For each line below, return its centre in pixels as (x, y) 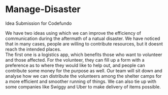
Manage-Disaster (43, 9)
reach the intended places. (33, 49)
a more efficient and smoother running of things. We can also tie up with (81, 81)
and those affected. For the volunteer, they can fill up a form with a (75, 60)
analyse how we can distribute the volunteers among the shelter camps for (83, 76)
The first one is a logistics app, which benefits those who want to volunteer (84, 55)
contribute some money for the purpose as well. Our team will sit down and (84, 70)
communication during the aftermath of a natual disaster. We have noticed (83, 38)
